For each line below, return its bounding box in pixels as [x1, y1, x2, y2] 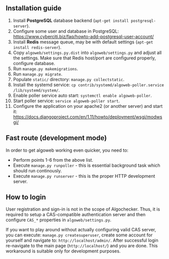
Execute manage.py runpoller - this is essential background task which [13, 162, 160, 168]
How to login [6, 193, 46, 202]
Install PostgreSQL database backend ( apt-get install [13, 17, 129, 23]
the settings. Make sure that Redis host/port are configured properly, [13, 55, 156, 61]
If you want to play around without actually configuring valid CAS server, [6, 227, 156, 233]
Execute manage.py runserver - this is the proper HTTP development [13, 173, 155, 179]
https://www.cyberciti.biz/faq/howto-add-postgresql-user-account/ [13, 33, 154, 39]
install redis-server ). [13, 44, 62, 50]
